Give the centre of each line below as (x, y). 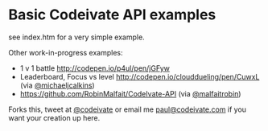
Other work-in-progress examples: (66, 52)
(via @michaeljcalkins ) (57, 85)
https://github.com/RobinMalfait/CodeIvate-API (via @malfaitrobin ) (130, 93)
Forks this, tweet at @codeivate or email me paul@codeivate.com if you (128, 109)
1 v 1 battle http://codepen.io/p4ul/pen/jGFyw (95, 68)
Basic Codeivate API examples (112, 15)
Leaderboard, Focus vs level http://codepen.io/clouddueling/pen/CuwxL (140, 76)
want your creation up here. (54, 117)
